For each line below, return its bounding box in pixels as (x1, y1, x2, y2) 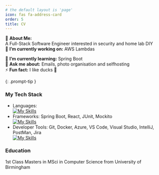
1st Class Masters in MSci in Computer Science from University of (5, 158, 142, 164)
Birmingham (5, 164, 30, 170)
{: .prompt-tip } (5, 79, 37, 85)
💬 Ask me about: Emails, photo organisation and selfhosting (5, 61, 130, 67)
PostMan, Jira (12, 129, 42, 135)
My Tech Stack (5, 91, 43, 98)
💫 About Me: (5, 35, 32, 41)
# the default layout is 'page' (5, 7, 73, 13)
